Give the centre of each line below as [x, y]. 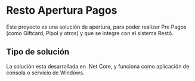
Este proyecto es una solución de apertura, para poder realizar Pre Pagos [96, 27]
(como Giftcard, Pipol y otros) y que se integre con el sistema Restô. [90, 33]
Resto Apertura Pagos [62, 10]
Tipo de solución [38, 52]
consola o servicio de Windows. [45, 73]
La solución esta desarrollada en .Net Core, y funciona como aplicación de [98, 66]
